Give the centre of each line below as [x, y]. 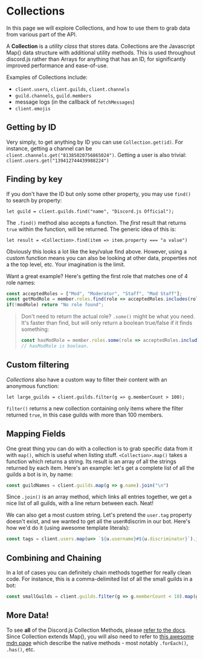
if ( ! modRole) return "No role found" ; [55, 305]
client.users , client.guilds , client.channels [72, 89]
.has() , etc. [21, 649]
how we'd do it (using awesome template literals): [68, 528]
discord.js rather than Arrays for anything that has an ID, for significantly [96, 59]
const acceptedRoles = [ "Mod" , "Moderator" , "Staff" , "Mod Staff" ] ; [94, 293]
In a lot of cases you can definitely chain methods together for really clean [99, 573]
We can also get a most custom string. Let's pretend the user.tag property [99, 515]
